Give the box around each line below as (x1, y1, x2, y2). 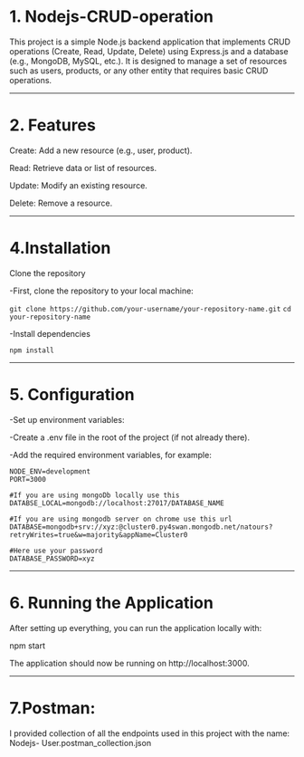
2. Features (9, 115, 97, 136)
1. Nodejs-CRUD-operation (9, 6, 214, 27)
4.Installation (9, 238, 111, 259)
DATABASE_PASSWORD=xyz (9, 554, 95, 563)
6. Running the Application (9, 592, 214, 613)
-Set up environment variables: (9, 414, 125, 425)
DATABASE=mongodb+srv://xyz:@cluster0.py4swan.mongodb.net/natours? (9, 522, 273, 532)
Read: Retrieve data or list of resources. (9, 162, 157, 173)
